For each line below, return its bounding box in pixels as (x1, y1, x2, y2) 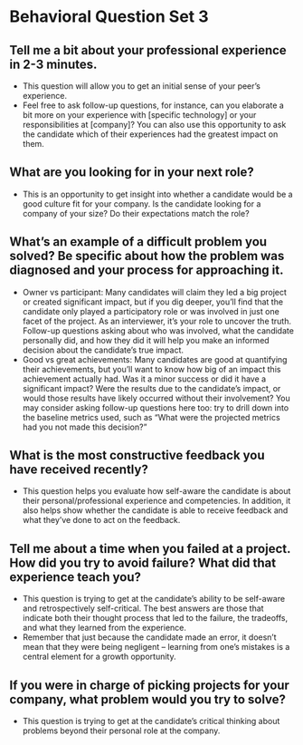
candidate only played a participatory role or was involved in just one (22, 305, 280, 316)
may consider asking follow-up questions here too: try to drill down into (22, 402, 289, 413)
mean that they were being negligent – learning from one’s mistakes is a (22, 642, 290, 653)
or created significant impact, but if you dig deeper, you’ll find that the (22, 296, 283, 307)
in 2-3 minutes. (9, 56, 98, 72)
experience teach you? (9, 569, 142, 585)
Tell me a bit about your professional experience (9, 43, 287, 58)
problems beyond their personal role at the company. (22, 725, 221, 736)
